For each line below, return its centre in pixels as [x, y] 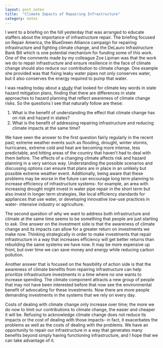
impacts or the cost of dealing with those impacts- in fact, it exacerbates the [81, 320]
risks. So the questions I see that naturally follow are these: [64, 103]
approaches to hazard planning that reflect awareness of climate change [78, 98]
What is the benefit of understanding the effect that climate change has [83, 113]
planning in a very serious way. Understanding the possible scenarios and [79, 163]
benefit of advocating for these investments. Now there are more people [77, 290]
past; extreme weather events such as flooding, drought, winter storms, [77, 143]
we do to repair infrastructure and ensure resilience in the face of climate [78, 63]
